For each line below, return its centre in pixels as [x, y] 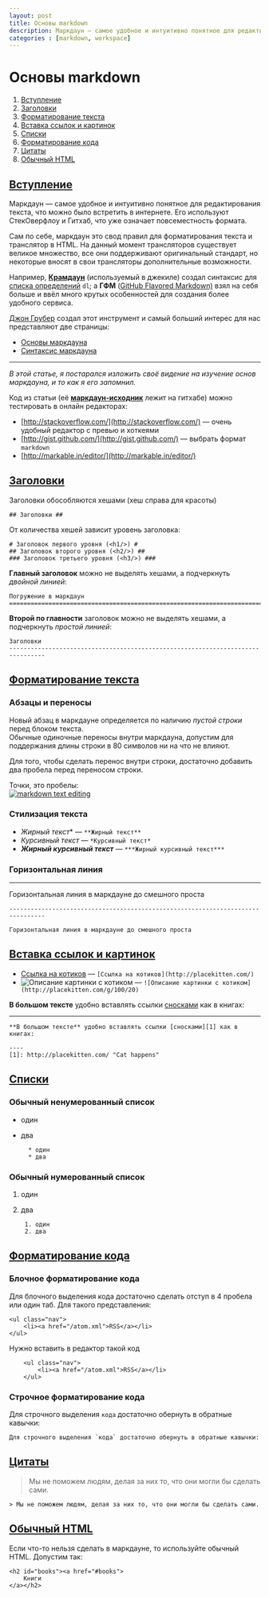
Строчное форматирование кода [77, 1397]
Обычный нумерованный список [77, 1177]
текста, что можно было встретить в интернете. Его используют [119, 212]
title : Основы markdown [49, 23]
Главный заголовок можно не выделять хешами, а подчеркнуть [120, 573]
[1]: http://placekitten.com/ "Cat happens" [84, 1055]
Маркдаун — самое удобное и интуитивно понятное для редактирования [135, 204]
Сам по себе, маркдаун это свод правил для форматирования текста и [131, 236]
